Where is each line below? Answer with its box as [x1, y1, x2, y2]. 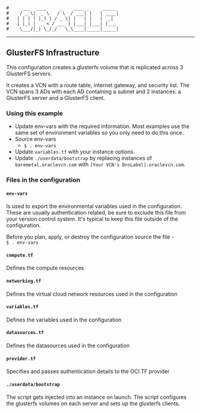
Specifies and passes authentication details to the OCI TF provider [6, 368, 170, 375]
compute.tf [6, 252, 33, 258]
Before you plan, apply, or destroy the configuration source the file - [6, 233, 175, 241]
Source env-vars [14, 136, 56, 143]
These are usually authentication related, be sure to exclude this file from [6, 209, 187, 216]
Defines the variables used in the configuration [6, 316, 122, 323]
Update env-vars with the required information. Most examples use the [14, 123, 190, 130]
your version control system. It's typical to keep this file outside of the [6, 215, 178, 223]
